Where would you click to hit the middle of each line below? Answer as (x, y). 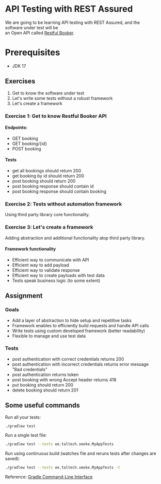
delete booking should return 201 (45, 390)
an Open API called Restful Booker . (40, 33)
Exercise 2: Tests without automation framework (64, 204)
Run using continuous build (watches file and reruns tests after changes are (81, 453)
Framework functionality (31, 249)
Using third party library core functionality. (47, 215)
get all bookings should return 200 (47, 171)
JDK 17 (19, 66)
